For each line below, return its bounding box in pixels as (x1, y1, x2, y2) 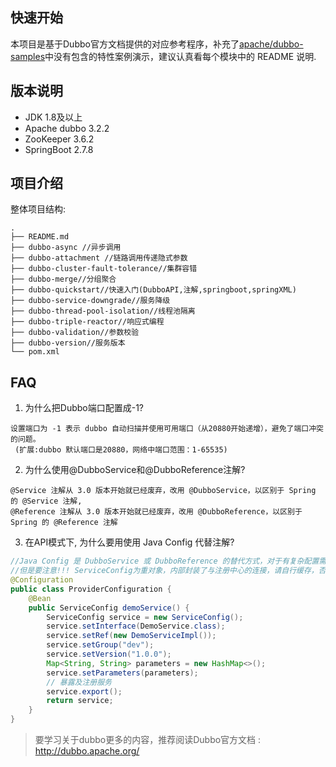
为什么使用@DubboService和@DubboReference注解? (24, 464, 246, 476)
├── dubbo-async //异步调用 (10, 243, 122, 253)
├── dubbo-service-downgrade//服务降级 (10, 296, 171, 306)
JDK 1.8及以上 (24, 111, 83, 123)
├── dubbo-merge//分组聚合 (10, 274, 117, 285)
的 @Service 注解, (10, 496, 83, 507)
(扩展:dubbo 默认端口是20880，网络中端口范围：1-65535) (14, 445, 228, 455)
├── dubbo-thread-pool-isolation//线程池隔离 (10, 306, 196, 317)
